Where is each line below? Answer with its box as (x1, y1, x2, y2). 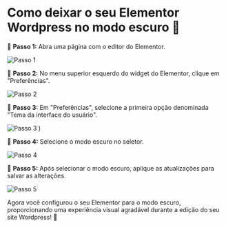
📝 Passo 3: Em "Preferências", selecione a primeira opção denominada (7, 103, 209, 111)
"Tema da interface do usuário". (7, 111, 98, 119)
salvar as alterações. (7, 171, 66, 180)
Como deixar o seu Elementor (7, 5, 180, 21)
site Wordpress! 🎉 (7, 213, 58, 221)
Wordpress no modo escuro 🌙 (7, 19, 181, 35)
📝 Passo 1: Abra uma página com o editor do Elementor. (7, 42, 165, 50)
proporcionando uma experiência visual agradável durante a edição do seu (7, 205, 220, 213)
